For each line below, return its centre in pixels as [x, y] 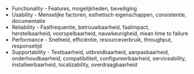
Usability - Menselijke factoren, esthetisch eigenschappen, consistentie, [99, 15]
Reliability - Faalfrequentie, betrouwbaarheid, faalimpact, [81, 27]
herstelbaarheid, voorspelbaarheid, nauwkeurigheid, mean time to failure [100, 33]
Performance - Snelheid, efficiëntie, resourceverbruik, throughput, [92, 40]
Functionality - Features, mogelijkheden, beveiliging [74, 9]
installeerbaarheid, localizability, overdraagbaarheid [74, 65]
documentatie [29, 21]
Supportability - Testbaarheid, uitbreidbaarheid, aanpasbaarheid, [90, 52]
